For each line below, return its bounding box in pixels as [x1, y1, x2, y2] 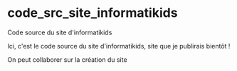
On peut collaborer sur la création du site [7, 55, 127, 64]
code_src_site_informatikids [7, 5, 178, 21]
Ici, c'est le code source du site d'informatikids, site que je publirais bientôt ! [7, 41, 231, 50]
